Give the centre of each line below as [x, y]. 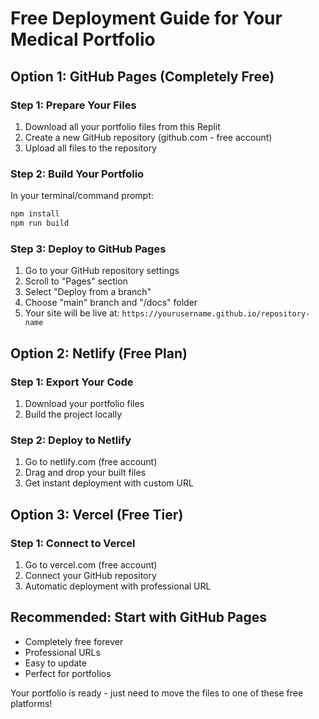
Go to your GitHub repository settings [102, 271]
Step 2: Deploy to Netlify [71, 440]
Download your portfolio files [84, 403]
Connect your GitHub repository [90, 575]
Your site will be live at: [72, 313]
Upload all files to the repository [90, 148]
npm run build [40, 223]
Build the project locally [73, 414]
